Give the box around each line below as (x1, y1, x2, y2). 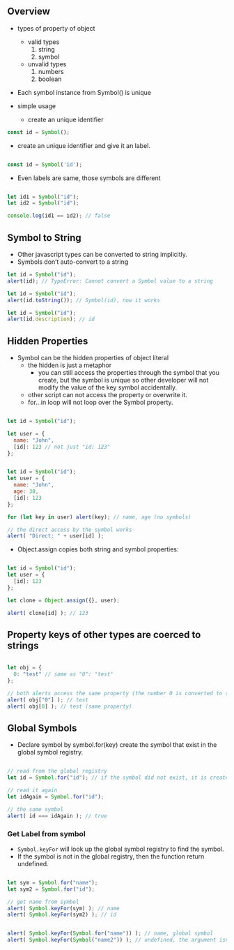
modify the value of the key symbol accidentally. (38, 383, 178, 392)
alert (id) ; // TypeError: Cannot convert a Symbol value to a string (7, 277, 214, 285)
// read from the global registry (7, 768, 108, 775)
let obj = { (7, 665, 42, 671)
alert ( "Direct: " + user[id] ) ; (7, 533, 104, 540)
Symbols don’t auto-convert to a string (17, 258, 129, 266)
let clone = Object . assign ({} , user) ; (7, 597, 120, 604)
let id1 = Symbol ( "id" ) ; (7, 193, 79, 200)
